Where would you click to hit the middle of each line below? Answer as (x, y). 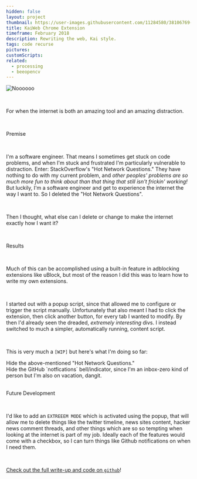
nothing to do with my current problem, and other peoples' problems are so (97, 175)
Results (15, 246)
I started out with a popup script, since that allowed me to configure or (91, 304)
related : (17, 61)
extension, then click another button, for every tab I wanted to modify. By (94, 316)
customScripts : (25, 55)
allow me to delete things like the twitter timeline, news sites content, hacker (98, 422)
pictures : (18, 50)
